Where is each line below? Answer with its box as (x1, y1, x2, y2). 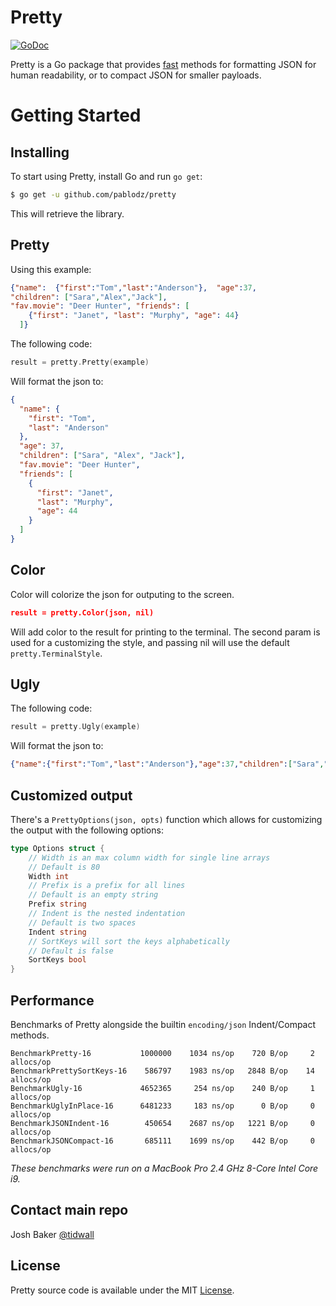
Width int (28, 871, 70, 881)
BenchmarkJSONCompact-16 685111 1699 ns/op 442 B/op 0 (10, 1136, 315, 1146)
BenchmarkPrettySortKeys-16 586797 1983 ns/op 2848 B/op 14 (10, 1066, 315, 1076)
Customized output (10, 787, 133, 804)
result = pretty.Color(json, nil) (10, 607, 155, 618)
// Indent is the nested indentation (28, 909, 186, 919)
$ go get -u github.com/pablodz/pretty (10, 189, 177, 200)
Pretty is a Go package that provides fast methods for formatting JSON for (10, 58, 317, 70)
